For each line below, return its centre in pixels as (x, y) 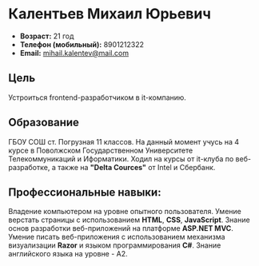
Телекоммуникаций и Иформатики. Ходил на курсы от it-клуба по (121, 159)
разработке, (29, 167)
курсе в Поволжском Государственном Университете (101, 150)
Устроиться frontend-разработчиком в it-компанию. (97, 97)
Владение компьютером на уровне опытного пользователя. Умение (125, 212)
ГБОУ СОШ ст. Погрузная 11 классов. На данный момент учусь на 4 (124, 141)
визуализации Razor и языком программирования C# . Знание (115, 245)
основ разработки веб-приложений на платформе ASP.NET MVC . (121, 228)
